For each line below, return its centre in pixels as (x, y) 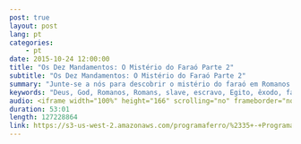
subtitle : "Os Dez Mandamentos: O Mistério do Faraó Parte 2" (128, 76)
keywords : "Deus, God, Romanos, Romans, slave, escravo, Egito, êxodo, (146, 92)
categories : (31, 42)
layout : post (34, 26)
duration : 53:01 (39, 109)
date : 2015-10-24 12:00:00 (60, 59)
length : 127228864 (43, 117)
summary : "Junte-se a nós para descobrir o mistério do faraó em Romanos (150, 84)
